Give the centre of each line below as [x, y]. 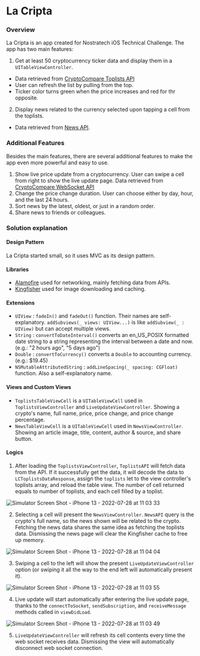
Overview [21, 30]
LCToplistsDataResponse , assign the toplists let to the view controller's [103, 479]
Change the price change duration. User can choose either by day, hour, [104, 193]
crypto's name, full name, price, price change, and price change [94, 413]
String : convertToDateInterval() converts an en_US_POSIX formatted [102, 335]
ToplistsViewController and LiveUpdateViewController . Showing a [97, 407]
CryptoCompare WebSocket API [54, 186]
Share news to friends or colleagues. [60, 212]
